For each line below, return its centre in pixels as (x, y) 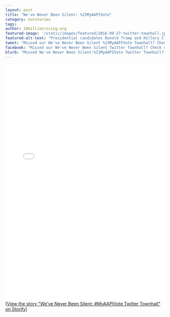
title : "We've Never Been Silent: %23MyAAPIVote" (59, 15)
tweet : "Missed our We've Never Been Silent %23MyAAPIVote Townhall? (80, 43)
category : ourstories (28, 19)
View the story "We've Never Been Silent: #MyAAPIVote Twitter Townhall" (84, 303)
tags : (11, 24)
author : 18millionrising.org (36, 29)
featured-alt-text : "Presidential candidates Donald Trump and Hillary (82, 38)
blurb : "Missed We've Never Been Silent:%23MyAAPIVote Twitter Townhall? (85, 52)
